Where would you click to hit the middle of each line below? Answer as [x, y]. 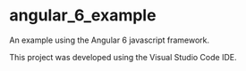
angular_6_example [83, 16]
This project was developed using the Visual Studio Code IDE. [123, 57]
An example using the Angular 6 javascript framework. [110, 40]
